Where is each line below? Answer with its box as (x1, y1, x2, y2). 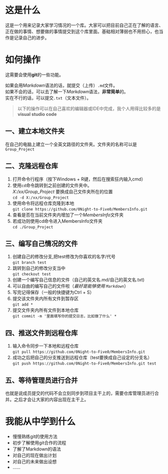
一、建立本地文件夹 (5, 127, 65, 135)
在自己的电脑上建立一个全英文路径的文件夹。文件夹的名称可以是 (5, 141, 137, 147)
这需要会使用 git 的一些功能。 (5, 71, 64, 78)
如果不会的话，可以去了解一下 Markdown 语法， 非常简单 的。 (5, 88, 129, 94)
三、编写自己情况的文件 (5, 239, 78, 248)
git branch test (12, 260, 47, 265)
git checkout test (12, 272, 51, 277)
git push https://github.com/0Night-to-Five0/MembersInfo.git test (12, 361, 156, 366)
